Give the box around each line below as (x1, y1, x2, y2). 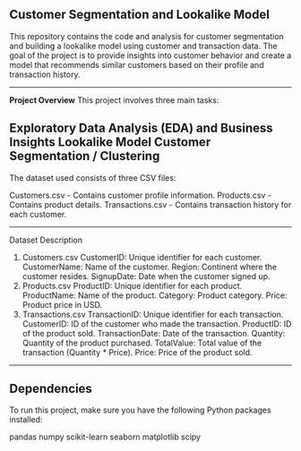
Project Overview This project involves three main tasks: (9, 94, 219, 106)
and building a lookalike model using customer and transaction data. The (9, 40, 278, 51)
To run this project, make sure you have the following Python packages (9, 404, 271, 415)
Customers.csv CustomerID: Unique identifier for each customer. (21, 251, 262, 262)
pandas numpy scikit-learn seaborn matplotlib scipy (9, 431, 202, 442)
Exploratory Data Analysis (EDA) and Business (9, 121, 273, 136)
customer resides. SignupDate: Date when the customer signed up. (21, 270, 271, 281)
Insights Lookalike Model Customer (9, 134, 211, 150)
